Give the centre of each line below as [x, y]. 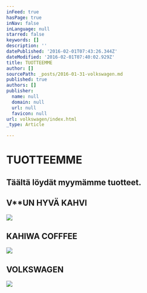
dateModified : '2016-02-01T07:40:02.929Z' [60, 57]
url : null [24, 108]
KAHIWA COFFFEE [42, 236]
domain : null [28, 102]
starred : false [25, 35]
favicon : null [29, 113]
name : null [25, 96]
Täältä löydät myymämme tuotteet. [74, 182]
